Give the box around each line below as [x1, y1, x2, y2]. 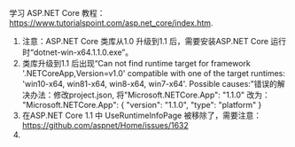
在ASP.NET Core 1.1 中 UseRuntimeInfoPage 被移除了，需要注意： [21, 110, 262, 120]
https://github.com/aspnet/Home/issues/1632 [21, 120, 189, 130]
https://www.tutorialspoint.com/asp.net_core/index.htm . [9, 18, 213, 28]
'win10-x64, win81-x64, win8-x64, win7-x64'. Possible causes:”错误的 [21, 79, 277, 89]
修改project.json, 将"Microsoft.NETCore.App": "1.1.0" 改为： [52, 89, 270, 100]
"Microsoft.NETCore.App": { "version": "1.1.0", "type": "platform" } [21, 100, 262, 110]
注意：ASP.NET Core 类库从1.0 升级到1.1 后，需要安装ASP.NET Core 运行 [21, 36, 286, 46]
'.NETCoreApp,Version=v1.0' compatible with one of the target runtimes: [21, 68, 285, 78]
